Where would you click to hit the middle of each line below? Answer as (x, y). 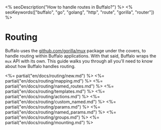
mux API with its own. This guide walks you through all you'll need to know (79, 61)
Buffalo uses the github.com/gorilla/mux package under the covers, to (76, 50)
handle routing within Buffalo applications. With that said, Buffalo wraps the (81, 56)
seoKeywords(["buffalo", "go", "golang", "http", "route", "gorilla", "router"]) (80, 12)
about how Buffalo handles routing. (40, 66)
